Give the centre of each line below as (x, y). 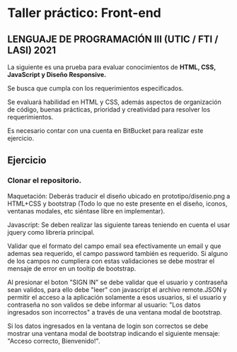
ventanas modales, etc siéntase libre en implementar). (86, 211)
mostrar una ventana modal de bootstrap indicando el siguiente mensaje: (114, 333)
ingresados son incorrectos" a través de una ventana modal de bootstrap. (115, 312)
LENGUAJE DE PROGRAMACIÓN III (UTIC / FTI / (113, 39)
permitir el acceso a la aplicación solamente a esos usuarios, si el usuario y (117, 297)
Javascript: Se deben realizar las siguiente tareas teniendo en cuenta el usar (119, 225)
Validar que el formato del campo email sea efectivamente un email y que (114, 246)
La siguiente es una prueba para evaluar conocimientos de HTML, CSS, (111, 67)
